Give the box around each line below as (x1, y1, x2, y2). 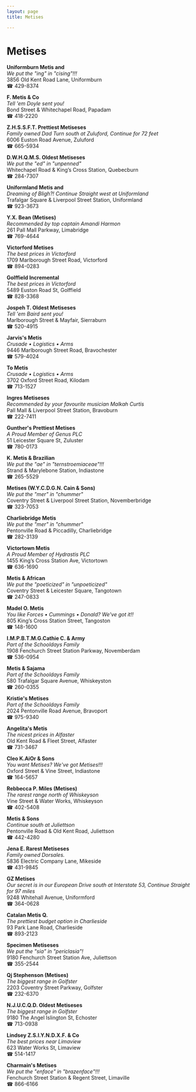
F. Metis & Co (6, 94, 40, 101)
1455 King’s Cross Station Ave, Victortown (6, 557, 108, 564)
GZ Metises (6, 875, 36, 883)
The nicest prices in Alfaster (6, 731, 75, 738)
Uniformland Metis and (6, 184, 64, 191)
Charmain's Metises (6, 1062, 57, 1069)
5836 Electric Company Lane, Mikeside (6, 857, 102, 865)
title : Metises (6, 14, 44, 20)
